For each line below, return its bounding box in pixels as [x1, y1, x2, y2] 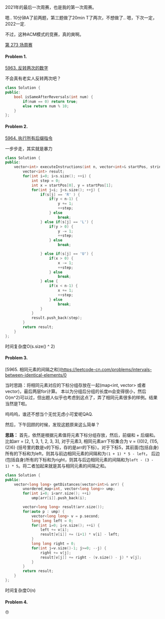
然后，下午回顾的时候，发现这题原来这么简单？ [5, 421, 100, 427]
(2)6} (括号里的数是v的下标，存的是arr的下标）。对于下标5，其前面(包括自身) [5, 444, 159, 450]
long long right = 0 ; [31, 541, 76, 546]
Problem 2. [5, 123, 28, 129]
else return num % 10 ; [23, 103, 69, 108]
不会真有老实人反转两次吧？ [5, 75, 61, 81]
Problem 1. [5, 53, 27, 59]
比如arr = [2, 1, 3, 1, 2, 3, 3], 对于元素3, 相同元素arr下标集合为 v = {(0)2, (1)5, [5, 438, 159, 444]
